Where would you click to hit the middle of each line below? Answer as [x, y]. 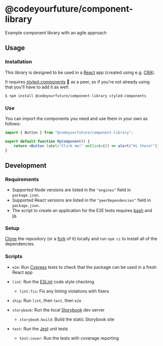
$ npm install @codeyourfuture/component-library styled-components [76, 96]
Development [26, 165]
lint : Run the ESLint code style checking [53, 281]
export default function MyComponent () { [48, 141]
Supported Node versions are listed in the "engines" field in [71, 190]
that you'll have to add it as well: [37, 87]
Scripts [14, 257]
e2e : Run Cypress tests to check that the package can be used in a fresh [84, 267]
